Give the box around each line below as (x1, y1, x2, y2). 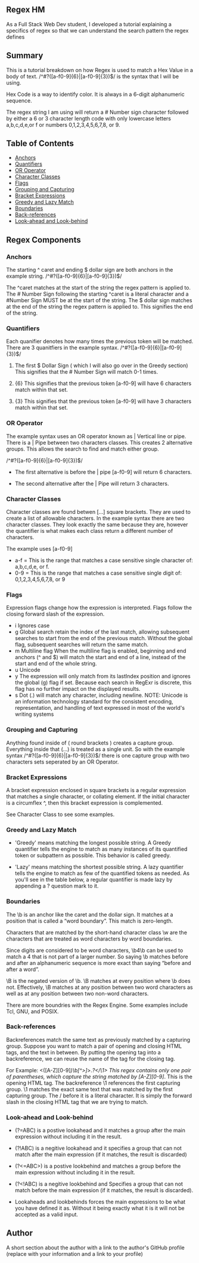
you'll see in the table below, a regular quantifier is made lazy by (14, 876, 173, 883)
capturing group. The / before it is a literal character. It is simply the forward (6, 1092, 192, 1099)
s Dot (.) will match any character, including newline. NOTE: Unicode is (14, 691, 188, 699)
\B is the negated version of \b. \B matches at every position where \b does (6, 977, 191, 984)
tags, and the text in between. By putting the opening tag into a (6, 1048, 161, 1056)
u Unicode (14, 666, 41, 674)
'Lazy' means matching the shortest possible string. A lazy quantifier (14, 864, 184, 871)
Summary (6, 51, 43, 61)
